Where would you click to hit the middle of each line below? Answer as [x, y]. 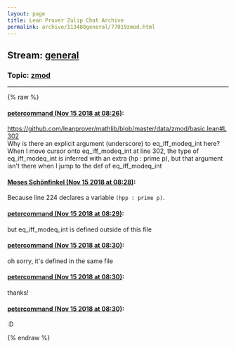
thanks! [18, 293]
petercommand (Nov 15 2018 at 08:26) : [66, 113]
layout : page [26, 14]
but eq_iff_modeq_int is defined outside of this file [80, 229]
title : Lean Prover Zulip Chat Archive [66, 20]
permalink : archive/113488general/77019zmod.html [81, 27]
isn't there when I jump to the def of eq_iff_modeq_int [85, 166]
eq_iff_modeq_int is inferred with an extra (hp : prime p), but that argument [115, 159]
